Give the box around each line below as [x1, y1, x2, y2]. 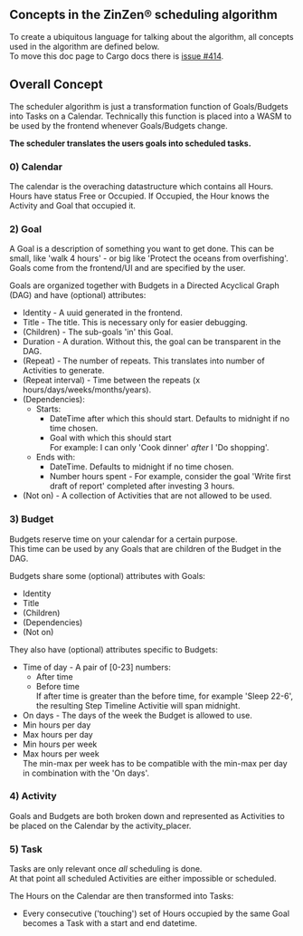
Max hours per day [22, 729, 93, 739]
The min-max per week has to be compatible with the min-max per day [22, 757, 288, 768]
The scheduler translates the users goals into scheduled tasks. [9, 138, 251, 149]
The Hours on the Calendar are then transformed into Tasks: [9, 891, 234, 902]
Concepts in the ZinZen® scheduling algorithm [9, 7, 278, 23]
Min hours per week [22, 738, 98, 749]
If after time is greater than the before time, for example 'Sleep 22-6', [35, 690, 294, 701]
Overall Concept [9, 77, 103, 92]
